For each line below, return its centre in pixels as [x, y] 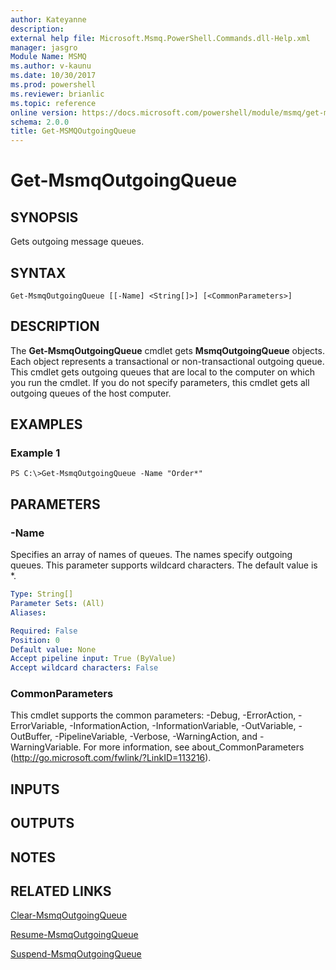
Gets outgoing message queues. [77, 242]
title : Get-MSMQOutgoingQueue [73, 131]
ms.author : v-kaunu [51, 66]
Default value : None [53, 649]
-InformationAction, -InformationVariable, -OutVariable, [183, 726]
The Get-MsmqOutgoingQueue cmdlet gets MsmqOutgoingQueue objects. [167, 350]
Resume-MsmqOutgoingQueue [74, 935]
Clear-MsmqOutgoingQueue [69, 915]
